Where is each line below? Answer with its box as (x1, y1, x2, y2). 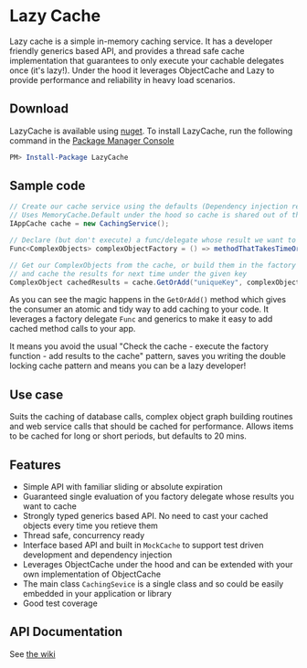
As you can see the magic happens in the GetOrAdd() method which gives (9, 294, 286, 305)
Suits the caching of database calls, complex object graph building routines (9, 411, 293, 422)
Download (9, 101, 69, 117)
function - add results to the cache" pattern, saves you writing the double (9, 351, 286, 362)
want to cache (22, 501, 78, 512)
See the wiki (9, 648, 57, 659)
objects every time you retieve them (22, 520, 158, 531)
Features (9, 457, 61, 472)
